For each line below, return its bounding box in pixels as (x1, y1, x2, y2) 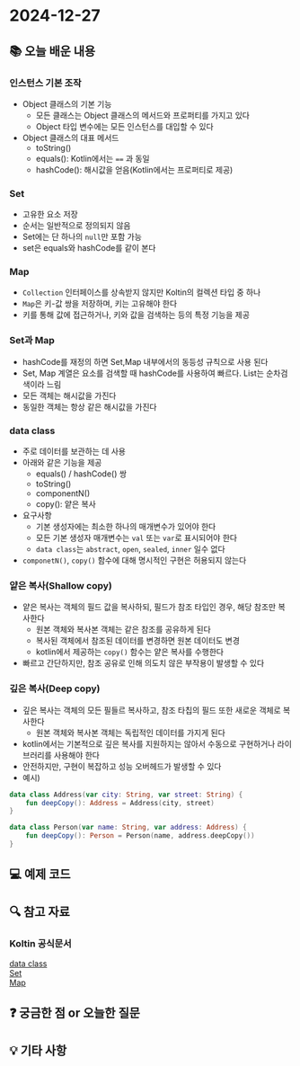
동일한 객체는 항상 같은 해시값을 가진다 (22, 401, 157, 412)
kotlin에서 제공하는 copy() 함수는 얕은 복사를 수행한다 (35, 646, 225, 657)
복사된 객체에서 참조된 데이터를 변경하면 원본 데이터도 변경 (35, 635, 241, 646)
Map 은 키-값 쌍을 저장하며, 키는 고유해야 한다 (22, 298, 178, 309)
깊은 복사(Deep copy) (9, 682, 101, 695)
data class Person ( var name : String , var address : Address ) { (9, 823, 247, 832)
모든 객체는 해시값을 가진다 (22, 390, 117, 401)
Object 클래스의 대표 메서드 (22, 132, 119, 143)
